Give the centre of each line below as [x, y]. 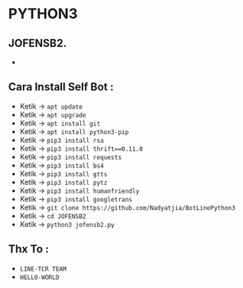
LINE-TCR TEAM [43, 269]
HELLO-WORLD [39, 277]
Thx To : [29, 250]
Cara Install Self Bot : [61, 87]
